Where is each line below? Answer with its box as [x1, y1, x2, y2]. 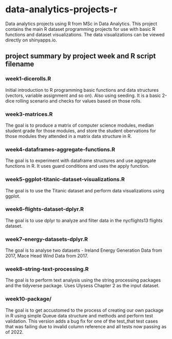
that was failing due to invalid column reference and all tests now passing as [5, 323, 167, 329]
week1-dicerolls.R [5, 75, 51, 83]
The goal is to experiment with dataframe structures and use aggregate [5, 157, 157, 164]
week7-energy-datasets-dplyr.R [5, 235, 88, 243]
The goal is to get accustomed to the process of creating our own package [5, 307, 164, 313]
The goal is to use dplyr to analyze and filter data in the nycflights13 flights [5, 217, 163, 224]
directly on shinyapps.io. [5, 37, 58, 43]
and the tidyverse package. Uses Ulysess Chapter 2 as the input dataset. [5, 283, 160, 289]
